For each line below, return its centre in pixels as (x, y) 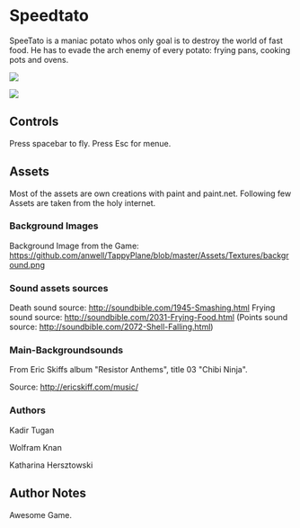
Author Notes (48, 493)
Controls (34, 122)
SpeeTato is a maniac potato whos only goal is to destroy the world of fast (146, 40)
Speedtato (49, 16)
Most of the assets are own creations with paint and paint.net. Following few (150, 193)
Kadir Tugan (32, 430)
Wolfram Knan (36, 447)
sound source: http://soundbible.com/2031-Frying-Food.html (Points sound (149, 318)
